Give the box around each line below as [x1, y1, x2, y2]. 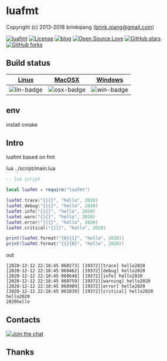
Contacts [6, 315, 41, 325]
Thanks [6, 347, 35, 357]
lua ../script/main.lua [6, 165, 56, 172]
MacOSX [54, 75, 80, 83]
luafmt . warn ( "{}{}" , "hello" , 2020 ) [6, 214, 96, 220]
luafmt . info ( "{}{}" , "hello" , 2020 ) [6, 208, 96, 214]
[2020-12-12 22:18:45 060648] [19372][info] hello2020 [6, 273, 143, 279]
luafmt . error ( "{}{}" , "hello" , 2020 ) [6, 219, 98, 225]
